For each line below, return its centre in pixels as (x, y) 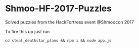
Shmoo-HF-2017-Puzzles (59, 9)
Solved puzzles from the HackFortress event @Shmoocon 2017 (69, 22)
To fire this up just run (27, 31)
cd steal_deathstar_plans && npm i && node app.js (58, 40)
